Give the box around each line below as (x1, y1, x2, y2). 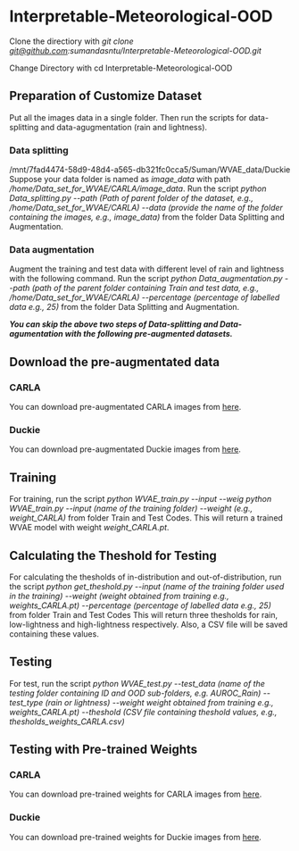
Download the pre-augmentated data (9, 355, 220, 370)
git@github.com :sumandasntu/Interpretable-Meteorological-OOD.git (9, 45, 262, 55)
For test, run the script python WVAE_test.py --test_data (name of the (9, 678, 265, 688)
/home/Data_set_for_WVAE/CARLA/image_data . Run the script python (9, 183, 267, 194)
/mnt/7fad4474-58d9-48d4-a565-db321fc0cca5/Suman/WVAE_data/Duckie (9, 164, 291, 175)
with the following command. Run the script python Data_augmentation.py (9, 273, 283, 284)
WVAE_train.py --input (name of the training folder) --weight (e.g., (9, 503, 253, 514)
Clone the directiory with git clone (9, 36, 134, 46)
